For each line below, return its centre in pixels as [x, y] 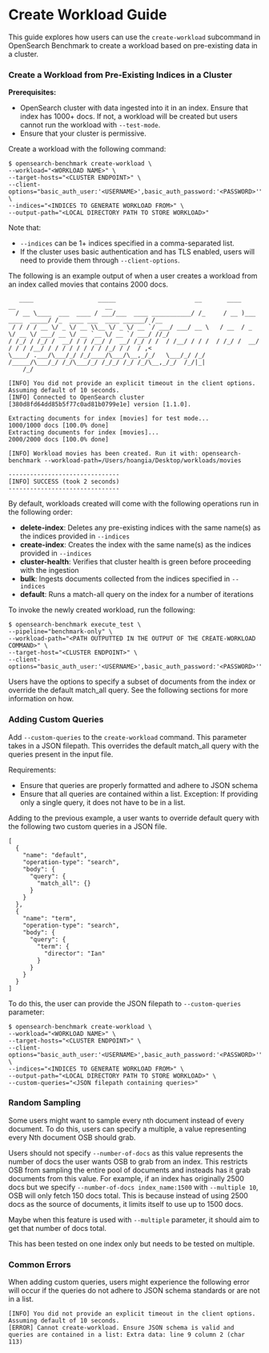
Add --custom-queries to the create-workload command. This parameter [127, 737]
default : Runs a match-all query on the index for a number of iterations [137, 595]
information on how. [41, 699]
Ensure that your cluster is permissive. [83, 133]
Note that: [25, 228]
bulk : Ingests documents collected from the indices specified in [125, 579]
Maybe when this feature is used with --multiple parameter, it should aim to [134, 1219]
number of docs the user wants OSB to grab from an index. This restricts [128, 1161]
